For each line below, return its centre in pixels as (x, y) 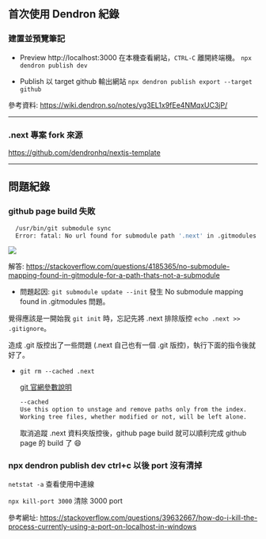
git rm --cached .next (57, 372)
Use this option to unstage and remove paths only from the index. (133, 410)
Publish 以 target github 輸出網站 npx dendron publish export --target (136, 81)
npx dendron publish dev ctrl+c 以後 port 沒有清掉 (105, 465)
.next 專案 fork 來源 (46, 135)
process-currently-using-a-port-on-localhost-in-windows (103, 527)
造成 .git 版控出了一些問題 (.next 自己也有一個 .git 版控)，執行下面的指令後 (129, 345)
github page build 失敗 (52, 211)
